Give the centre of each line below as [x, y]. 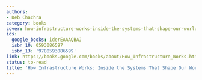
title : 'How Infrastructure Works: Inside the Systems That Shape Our [96, 68]
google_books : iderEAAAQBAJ [47, 40]
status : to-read [26, 62]
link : [13, 57]
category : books [26, 23]
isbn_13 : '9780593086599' [44, 51]
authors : [17, 12]
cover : [14, 29]
